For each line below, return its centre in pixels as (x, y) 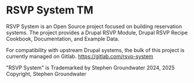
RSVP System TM (50, 10)
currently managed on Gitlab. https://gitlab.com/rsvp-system (80, 56)
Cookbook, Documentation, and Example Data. (63, 39)
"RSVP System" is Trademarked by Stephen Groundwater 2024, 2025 (91, 67)
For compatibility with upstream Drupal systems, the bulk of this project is (95, 50)
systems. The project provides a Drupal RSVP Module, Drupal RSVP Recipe (97, 32)
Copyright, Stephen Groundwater (46, 74)
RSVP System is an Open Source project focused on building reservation (94, 26)
